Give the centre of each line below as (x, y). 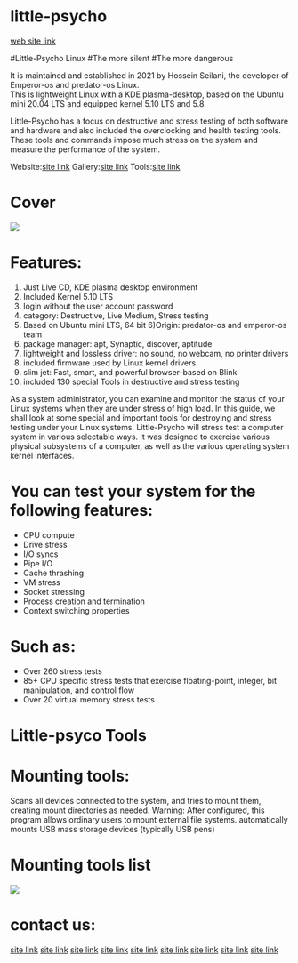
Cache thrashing (53, 573)
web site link (33, 41)
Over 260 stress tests (63, 671)
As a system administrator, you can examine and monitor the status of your (148, 398)
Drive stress (45, 544)
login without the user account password (98, 306)
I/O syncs (40, 554)
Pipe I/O (38, 563)
